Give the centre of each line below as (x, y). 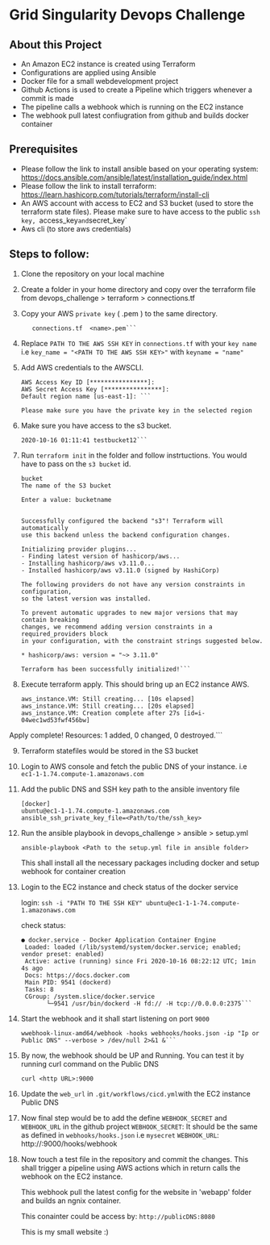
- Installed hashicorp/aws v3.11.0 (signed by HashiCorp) (120, 570)
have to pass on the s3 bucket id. (76, 464)
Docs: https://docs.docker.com (77, 975)
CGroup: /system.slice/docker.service (90, 996)
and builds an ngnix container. (71, 1201)
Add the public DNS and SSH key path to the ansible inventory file (130, 789)
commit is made (48, 98)
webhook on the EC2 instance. (72, 1176)
